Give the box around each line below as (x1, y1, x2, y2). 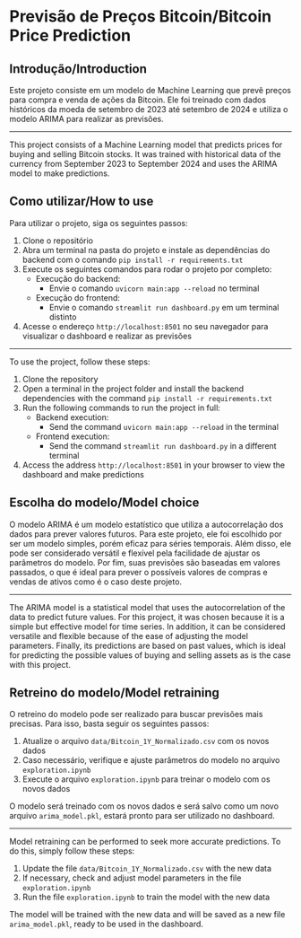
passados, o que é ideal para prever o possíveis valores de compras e (9, 566, 268, 577)
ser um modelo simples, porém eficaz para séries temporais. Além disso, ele (9, 538, 292, 548)
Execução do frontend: (35, 292, 121, 302)
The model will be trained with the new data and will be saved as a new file (9, 909, 286, 920)
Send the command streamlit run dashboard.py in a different (48, 440, 277, 451)
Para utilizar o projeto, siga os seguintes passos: (9, 217, 188, 228)
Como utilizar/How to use (9, 194, 154, 209)
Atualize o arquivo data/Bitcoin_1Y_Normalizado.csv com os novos (21, 736, 270, 747)
